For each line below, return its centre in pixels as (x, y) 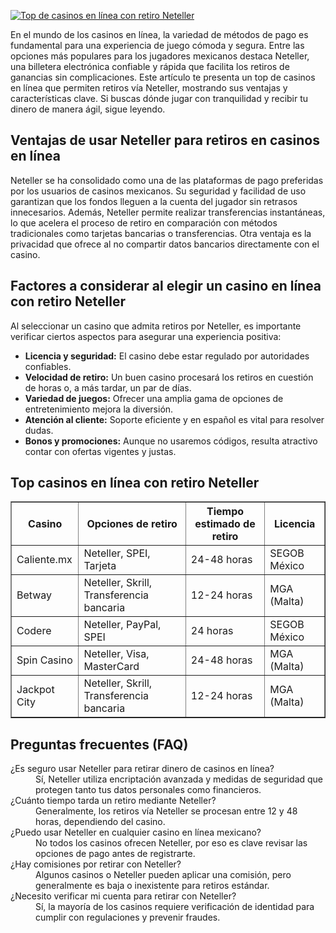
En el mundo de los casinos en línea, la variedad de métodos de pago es (159, 34)
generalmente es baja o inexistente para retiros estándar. (152, 886)
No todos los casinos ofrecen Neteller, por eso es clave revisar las (171, 843)
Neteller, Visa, (116, 654)
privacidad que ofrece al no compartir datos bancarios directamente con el (165, 244)
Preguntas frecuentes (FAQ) (99, 744)
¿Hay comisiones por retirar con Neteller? (96, 864)
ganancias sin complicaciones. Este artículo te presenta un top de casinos (163, 77)
